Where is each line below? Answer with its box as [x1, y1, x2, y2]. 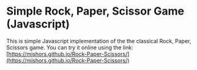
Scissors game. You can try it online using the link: [6, 44, 133, 51]
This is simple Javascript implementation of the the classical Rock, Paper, [6, 37, 191, 44]
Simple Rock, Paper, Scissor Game [6, 4, 185, 18]
